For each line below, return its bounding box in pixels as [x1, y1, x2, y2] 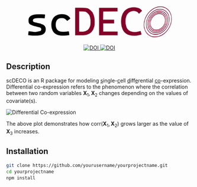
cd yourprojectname [6, 169, 54, 175]
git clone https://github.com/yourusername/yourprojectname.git [6, 163, 168, 169]
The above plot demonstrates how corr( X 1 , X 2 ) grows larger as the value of [6, 120, 189, 129]
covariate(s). [6, 97, 37, 104]
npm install [6, 175, 35, 181]
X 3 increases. [6, 127, 40, 136]
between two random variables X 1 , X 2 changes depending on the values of [6, 90, 188, 99]
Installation [6, 146, 49, 156]
